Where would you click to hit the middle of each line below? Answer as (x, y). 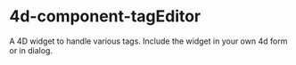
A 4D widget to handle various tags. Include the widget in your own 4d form (148, 41)
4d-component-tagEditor (105, 16)
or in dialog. (31, 50)
